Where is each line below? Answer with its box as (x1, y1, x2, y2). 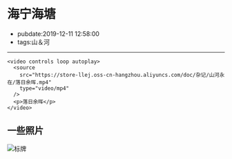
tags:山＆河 (17, 37, 50, 46)
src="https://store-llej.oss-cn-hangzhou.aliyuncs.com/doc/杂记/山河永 (19, 71, 225, 78)
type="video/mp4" (19, 84, 70, 92)
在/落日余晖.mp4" (7, 79, 52, 86)
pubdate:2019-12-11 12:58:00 (17, 29, 100, 38)
